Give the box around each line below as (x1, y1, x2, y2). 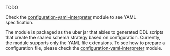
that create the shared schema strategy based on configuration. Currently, (5, 35, 161, 40)
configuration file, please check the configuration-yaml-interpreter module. (5, 45, 163, 51)
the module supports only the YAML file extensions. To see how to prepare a (5, 40, 165, 46)
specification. (5, 20, 34, 25)
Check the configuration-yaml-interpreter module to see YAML (5, 14, 137, 20)
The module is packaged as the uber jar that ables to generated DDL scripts (5, 29, 164, 35)
